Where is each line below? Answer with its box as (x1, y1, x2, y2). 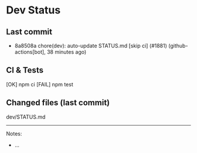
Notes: (6, 130, 22, 137)
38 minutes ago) (46, 48, 87, 55)
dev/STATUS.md (6, 113, 46, 120)
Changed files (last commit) (6, 98, 110, 108)
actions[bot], (14, 48, 46, 55)
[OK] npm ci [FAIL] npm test (6, 81, 73, 88)
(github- (168, 42, 188, 49)
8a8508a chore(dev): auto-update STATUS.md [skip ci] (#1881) (14, 42, 167, 49)
